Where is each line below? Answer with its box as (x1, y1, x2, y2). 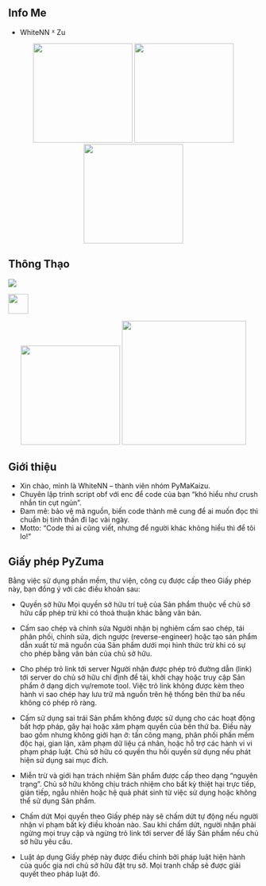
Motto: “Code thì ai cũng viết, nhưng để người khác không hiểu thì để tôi (19, 523, 256, 533)
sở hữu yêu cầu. (19, 837, 73, 846)
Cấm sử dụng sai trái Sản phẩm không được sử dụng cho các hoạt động (19, 714, 256, 723)
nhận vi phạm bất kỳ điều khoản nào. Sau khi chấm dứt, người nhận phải (19, 820, 256, 830)
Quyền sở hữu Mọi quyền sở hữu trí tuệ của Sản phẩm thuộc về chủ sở (19, 599, 251, 610)
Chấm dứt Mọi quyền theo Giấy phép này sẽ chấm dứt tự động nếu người (19, 811, 259, 821)
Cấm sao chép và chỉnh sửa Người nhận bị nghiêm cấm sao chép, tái (19, 623, 245, 634)
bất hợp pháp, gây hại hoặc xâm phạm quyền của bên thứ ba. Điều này (19, 722, 252, 731)
